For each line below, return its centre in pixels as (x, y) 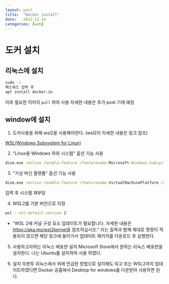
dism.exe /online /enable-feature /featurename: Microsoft (67, 163)
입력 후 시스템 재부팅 (25, 193)
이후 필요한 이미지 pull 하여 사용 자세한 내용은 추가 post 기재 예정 (70, 102)
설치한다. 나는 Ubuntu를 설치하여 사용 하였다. (57, 253)
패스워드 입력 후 (20, 87)
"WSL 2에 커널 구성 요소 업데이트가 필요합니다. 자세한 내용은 (72, 223)
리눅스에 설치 (24, 70)
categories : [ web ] (24, 24)
